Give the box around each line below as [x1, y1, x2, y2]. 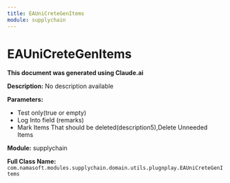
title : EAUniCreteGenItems [7, 10, 85, 17]
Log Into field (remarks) [17, 116, 85, 125]
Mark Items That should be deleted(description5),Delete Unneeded [17, 123, 208, 131]
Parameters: [7, 96, 43, 104]
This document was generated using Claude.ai [7, 69, 144, 77]
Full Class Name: [7, 158, 56, 166]
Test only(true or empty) [17, 109, 87, 117]
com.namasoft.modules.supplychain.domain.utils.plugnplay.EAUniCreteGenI [7, 164, 224, 172]
